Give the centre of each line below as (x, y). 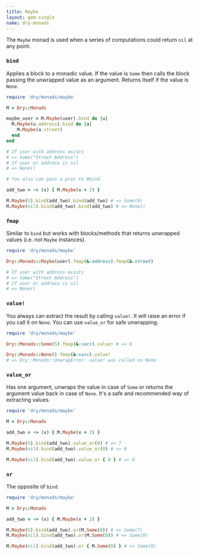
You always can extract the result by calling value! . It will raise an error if (96, 316)
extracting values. (28, 400)
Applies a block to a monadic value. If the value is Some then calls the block (98, 73)
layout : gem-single (30, 17)
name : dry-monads (28, 23)
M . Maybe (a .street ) (40, 130)
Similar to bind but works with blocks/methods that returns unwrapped (93, 233)
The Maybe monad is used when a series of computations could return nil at (99, 40)
